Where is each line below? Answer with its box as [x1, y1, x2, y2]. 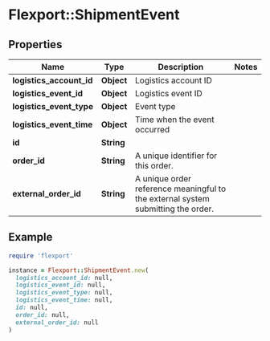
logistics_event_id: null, [15, 281, 106, 290]
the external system [135, 193, 211, 204]
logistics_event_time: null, [15, 296, 113, 304]
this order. [135, 160, 174, 171]
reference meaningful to [135, 183, 227, 194]
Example [8, 230, 53, 244]
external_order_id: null [15, 319, 99, 327]
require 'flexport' [8, 251, 74, 260]
